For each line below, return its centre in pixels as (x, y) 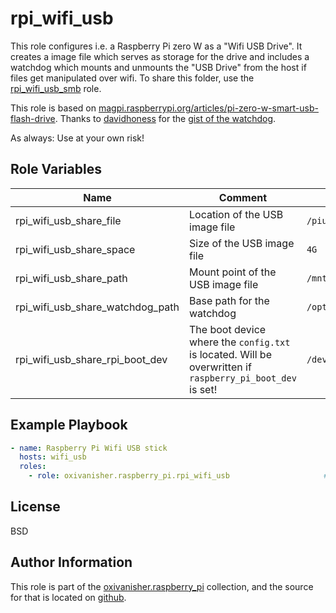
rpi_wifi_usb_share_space (75, 249)
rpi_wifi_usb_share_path (71, 278)
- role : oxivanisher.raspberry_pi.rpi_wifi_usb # (178, 476)
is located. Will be (230, 354)
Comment (243, 197)
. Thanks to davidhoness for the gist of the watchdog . (165, 118)
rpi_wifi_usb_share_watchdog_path (97, 307)
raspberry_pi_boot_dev (243, 378)
